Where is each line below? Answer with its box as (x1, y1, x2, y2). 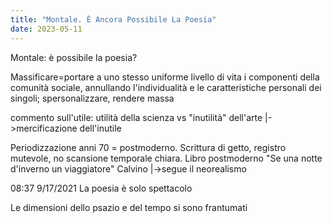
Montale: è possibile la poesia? (10, 51, 138, 63)
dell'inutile (79, 122, 122, 134)
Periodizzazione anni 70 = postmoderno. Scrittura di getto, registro (10, 141, 287, 153)
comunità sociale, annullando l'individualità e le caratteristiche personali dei (10, 81, 322, 93)
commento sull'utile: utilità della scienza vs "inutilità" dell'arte (10, 111, 263, 123)
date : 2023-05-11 (10, 24, 83, 34)
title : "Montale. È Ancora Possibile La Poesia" (10, 14, 217, 25)
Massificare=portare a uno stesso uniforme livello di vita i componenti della (10, 71, 320, 83)
